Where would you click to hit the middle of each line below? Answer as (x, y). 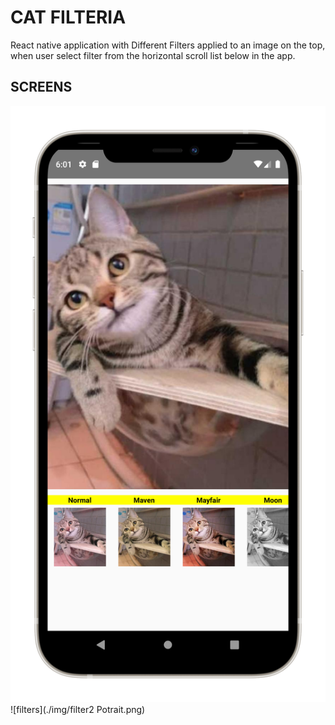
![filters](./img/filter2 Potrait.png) (78, 709)
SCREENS (41, 87)
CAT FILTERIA (68, 17)
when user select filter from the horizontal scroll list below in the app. (153, 55)
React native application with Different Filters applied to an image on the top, (168, 45)
